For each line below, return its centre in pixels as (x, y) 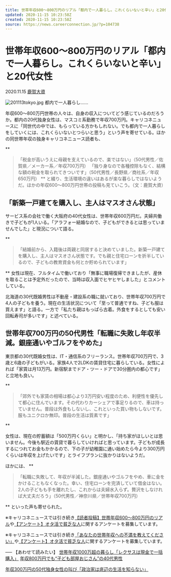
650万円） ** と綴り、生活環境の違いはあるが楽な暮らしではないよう (90, 179)
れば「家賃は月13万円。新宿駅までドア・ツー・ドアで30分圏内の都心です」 (84, 369)
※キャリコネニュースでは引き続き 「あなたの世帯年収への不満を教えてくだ (82, 535)
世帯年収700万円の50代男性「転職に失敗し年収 (80, 333)
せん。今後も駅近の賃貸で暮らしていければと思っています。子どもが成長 (90, 442)
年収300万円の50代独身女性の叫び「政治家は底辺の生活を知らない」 (77, 569)
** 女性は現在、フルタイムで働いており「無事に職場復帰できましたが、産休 (84, 273)
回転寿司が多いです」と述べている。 (43, 316)
